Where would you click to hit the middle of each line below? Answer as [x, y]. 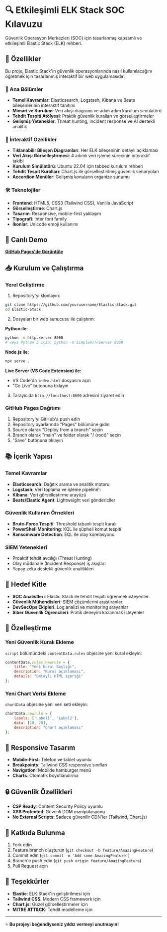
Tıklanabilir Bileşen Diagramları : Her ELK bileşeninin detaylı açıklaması [85, 150]
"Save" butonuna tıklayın [38, 440]
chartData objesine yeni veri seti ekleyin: [47, 704]
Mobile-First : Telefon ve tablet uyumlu [52, 760]
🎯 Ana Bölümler [24, 89]
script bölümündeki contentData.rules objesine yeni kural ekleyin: [74, 653]
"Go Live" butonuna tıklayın [40, 386]
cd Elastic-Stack [23, 310]
